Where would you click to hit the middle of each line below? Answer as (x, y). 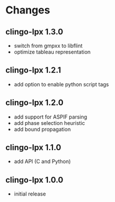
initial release (30, 194)
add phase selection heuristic (49, 123)
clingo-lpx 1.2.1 (33, 70)
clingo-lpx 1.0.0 (34, 180)
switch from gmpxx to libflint (48, 46)
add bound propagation (42, 129)
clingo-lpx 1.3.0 (34, 32)
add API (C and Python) (42, 162)
